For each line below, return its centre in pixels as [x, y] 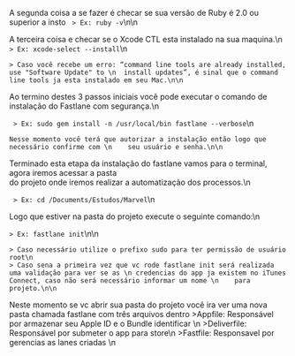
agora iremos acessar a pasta [63, 173]
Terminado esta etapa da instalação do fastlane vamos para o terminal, [138, 163]
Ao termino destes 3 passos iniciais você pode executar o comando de [138, 97]
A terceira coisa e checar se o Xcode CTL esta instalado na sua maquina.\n [146, 39]
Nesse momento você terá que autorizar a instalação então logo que [138, 140]
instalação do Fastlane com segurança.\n [84, 106]
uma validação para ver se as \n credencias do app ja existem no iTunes [148, 273]
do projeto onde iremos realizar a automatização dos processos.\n [130, 182]
